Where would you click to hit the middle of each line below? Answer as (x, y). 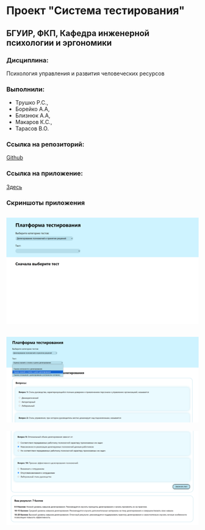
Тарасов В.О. (32, 128)
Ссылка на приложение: (45, 174)
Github (15, 158)
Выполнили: (25, 89)
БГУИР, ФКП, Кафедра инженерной (78, 33)
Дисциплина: (27, 60)
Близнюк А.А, (33, 116)
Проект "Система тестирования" (95, 11)
